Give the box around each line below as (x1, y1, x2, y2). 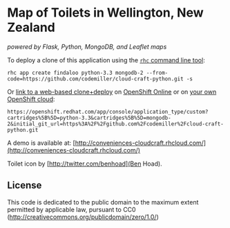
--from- (146, 69, 169, 76)
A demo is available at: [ (7, 139, 76, 147)
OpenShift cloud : (7, 95, 55, 103)
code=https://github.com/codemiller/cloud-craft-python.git (7, 75, 184, 82)
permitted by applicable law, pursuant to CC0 (7, 205, 136, 213)
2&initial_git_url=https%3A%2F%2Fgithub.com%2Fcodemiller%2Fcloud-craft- (7, 120, 224, 128)
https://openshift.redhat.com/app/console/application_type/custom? (7, 108, 209, 115)
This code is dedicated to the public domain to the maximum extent (7, 198, 199, 206)
